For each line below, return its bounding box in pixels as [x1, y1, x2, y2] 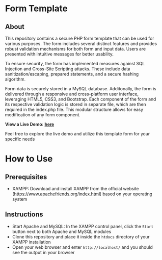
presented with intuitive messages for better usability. [5, 51, 114, 57]
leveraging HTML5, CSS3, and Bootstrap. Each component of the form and [5, 96, 156, 102]
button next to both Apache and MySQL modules [12, 229, 111, 234]
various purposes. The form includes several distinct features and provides [5, 41, 157, 47]
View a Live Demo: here [5, 121, 54, 127]
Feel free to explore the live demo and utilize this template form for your [5, 131, 150, 136]
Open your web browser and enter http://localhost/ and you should [12, 244, 153, 250]
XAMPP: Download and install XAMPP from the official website [12, 186, 139, 191]
